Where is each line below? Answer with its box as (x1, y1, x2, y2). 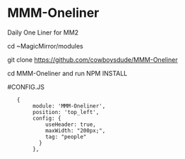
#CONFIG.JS (7, 82, 44, 91)
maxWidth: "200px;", (44, 127, 106, 134)
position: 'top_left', (32, 108, 100, 115)
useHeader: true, (44, 121, 97, 128)
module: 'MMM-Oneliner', (32, 102, 106, 110)
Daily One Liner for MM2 (7, 28, 79, 37)
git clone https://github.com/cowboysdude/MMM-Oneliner (7, 55, 178, 64)
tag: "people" (44, 133, 87, 140)
